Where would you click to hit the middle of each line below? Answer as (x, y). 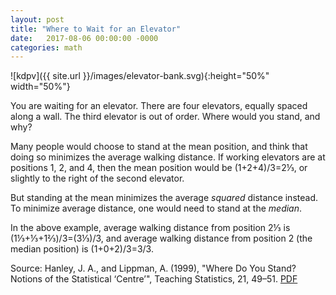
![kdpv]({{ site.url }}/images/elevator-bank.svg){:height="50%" (140, 76)
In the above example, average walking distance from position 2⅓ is (150, 228)
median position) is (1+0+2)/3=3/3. (82, 249)
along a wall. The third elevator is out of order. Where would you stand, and (165, 117)
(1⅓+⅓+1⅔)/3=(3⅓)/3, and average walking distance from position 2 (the (161, 238)
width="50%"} (40, 87)
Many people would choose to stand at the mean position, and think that (159, 147)
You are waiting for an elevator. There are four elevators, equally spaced (159, 106)
